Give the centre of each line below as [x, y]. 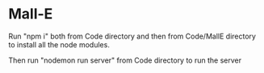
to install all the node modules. [59, 44]
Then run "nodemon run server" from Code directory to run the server [125, 60]
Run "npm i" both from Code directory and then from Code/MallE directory [132, 36]
